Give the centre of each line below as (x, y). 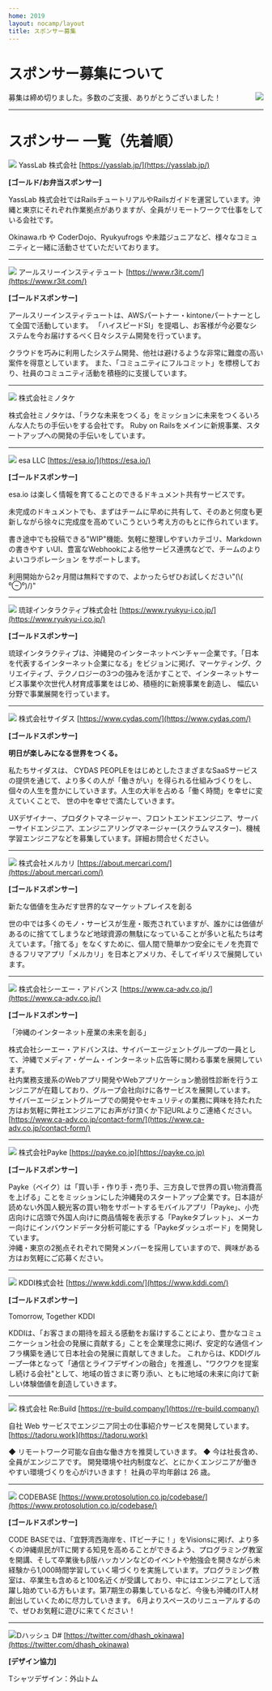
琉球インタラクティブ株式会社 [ (70, 610)
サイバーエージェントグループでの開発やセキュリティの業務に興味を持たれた (136, 1100)
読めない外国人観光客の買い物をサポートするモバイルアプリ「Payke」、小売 (134, 1207)
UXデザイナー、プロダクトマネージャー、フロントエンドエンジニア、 (123, 818)
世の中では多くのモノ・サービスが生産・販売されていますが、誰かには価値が (136, 924)
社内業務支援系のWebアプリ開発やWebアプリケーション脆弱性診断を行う (130, 1080)
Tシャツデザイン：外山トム (53, 1679)
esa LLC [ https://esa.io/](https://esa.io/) (85, 460)
